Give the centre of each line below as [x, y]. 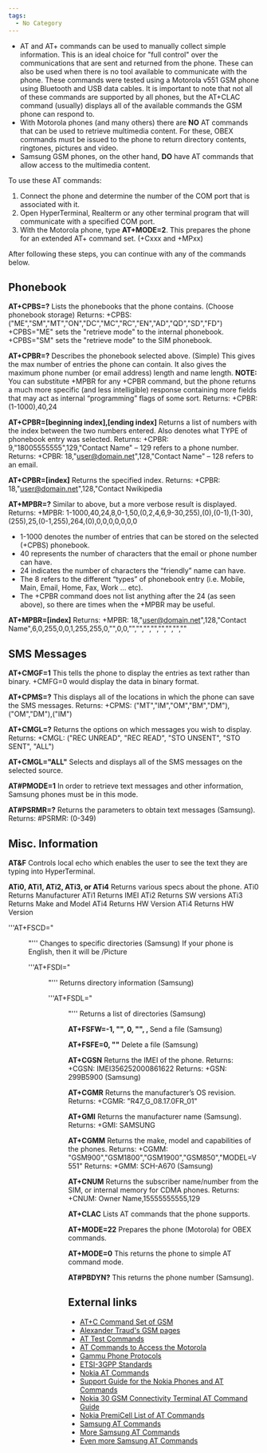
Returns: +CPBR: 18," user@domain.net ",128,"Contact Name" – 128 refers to [131, 456]
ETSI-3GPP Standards [116, 1364]
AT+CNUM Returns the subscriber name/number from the [163, 1181]
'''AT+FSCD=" [31, 927]
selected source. [36, 770]
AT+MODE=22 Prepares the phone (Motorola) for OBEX [160, 1229]
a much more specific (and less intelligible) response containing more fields [133, 390]
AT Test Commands [112, 1339]
